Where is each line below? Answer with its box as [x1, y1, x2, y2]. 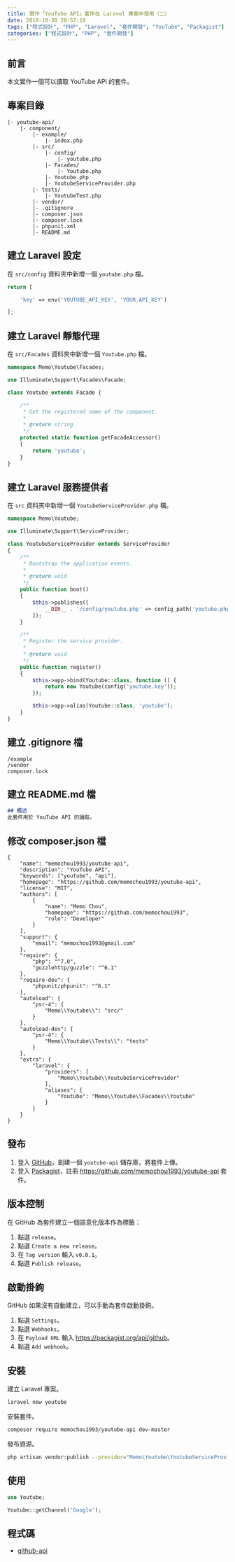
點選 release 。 [17, 1232, 60, 1241]
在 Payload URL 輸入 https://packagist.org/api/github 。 [17, 1334, 173, 1342]
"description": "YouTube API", [20, 866, 111, 873]
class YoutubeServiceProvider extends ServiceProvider [7, 540, 171, 548]
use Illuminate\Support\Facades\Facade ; [7, 377, 127, 384]
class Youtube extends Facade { [7, 389, 101, 396]
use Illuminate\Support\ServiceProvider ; [7, 528, 130, 535]
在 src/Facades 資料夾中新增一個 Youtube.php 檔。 [7, 350, 151, 358]
